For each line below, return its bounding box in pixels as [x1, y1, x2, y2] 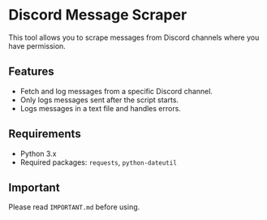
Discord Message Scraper [8, 6, 187, 24]
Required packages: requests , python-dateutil [19, 157, 177, 167]
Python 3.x [19, 149, 57, 158]
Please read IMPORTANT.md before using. [8, 202, 140, 212]
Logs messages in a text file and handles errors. [19, 103, 181, 113]
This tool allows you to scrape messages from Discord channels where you [8, 32, 260, 42]
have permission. [8, 41, 67, 50]
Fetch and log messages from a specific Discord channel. [19, 86, 213, 96]
